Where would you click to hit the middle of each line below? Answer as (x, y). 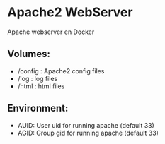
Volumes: (29, 54)
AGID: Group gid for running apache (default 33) (88, 133)
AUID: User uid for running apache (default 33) (86, 125)
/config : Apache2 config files (61, 71)
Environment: (38, 108)
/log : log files (38, 78)
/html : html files (41, 86)
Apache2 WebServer (70, 12)
